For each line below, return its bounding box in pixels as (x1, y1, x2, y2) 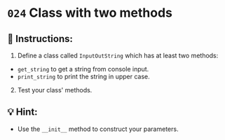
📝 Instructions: (7, 33, 74, 45)
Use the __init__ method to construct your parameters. (17, 125, 179, 133)
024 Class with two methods (7, 5, 173, 21)
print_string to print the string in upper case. (17, 72, 151, 80)
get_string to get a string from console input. (17, 65, 149, 73)
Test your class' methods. (17, 86, 93, 94)
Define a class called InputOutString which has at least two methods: (17, 51, 219, 59)
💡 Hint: (7, 106, 38, 118)
